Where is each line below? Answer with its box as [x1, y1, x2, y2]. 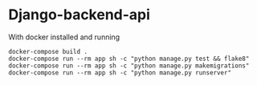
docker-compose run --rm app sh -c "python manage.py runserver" [8, 68, 231, 77]
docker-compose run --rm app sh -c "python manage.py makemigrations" [8, 62, 250, 70]
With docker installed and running [8, 32, 120, 42]
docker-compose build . [8, 47, 88, 55]
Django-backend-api [8, 6, 151, 24]
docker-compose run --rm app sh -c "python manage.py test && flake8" [8, 55, 250, 63]
